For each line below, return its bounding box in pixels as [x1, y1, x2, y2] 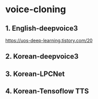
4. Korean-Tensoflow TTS [5, 87, 89, 95]
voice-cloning [5, 4, 66, 15]
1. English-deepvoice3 [5, 24, 78, 33]
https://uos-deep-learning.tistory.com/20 [5, 37, 93, 43]
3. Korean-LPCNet [5, 69, 65, 78]
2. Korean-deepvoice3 [5, 52, 79, 61]
